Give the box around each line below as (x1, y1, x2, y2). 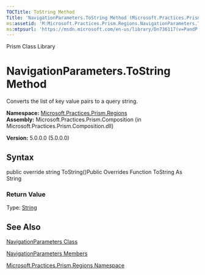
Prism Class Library (6, 43, 56, 50)
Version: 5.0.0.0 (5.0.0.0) (6, 134, 70, 141)
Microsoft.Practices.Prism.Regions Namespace (6, 262, 125, 269)
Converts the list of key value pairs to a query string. (6, 97, 138, 105)
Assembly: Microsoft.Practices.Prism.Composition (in (6, 116, 142, 123)
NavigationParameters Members (6, 250, 88, 257)
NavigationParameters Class (6, 238, 78, 246)
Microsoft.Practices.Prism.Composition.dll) (6, 122, 114, 130)
